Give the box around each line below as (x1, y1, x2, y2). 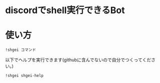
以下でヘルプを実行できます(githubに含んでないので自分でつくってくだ (5, 57, 151, 63)
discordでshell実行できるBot (5, 5, 125, 16)
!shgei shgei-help (5, 73, 44, 78)
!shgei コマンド (5, 47, 36, 53)
